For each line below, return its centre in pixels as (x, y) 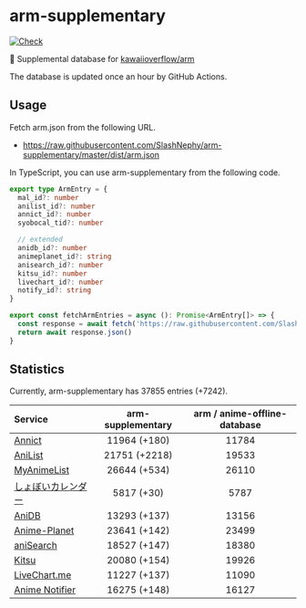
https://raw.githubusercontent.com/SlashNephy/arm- (122, 145)
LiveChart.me (43, 575)
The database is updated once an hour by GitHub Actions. (118, 76)
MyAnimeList (42, 470)
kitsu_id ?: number (53, 273)
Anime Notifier (45, 590)
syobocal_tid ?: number (61, 223)
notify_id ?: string (55, 290)
